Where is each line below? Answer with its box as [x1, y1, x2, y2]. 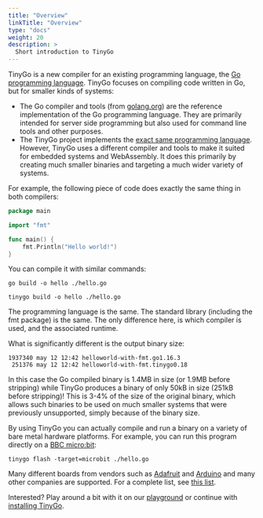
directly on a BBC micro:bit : [8, 440, 97, 450]
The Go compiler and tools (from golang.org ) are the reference [19, 101, 222, 111]
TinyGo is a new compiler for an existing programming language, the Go [8, 70, 241, 79]
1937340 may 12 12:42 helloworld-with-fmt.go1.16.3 [8, 355, 181, 362]
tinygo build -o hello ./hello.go [8, 293, 122, 301]
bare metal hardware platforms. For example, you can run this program [8, 432, 237, 441]
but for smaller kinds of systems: [8, 86, 115, 95]
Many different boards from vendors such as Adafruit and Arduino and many [8, 469, 255, 479]
